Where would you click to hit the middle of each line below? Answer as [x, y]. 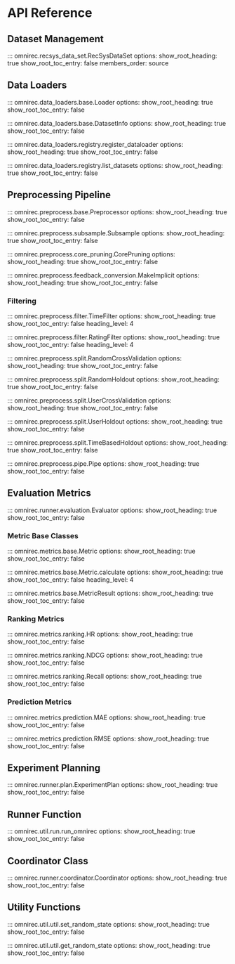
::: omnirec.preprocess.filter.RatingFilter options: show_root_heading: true [114, 337]
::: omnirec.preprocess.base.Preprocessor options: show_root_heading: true [117, 211]
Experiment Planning [54, 768]
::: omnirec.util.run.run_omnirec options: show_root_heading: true [101, 831]
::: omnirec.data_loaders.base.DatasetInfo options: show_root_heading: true [117, 123]
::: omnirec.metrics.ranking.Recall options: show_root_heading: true [105, 677]
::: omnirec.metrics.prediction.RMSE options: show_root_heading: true [108, 738]
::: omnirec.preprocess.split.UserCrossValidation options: [89, 400]
